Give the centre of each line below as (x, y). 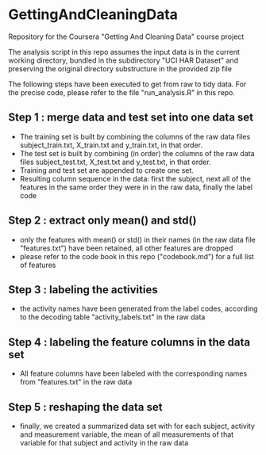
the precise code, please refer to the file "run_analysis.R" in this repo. (122, 92)
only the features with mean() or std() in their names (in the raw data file (137, 239)
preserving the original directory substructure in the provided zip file (120, 68)
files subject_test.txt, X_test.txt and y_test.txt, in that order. (116, 162)
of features (38, 265)
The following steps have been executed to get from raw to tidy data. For (127, 84)
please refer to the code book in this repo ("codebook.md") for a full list (137, 256)
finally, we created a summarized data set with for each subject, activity (137, 426)
